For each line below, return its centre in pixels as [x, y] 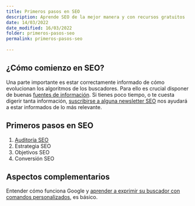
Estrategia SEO [33, 146]
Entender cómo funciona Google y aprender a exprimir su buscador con [93, 191]
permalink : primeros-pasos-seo [44, 39]
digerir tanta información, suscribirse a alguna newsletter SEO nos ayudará [97, 101]
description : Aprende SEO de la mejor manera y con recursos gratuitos [95, 17]
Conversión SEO [34, 158]
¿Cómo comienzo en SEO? [55, 68]
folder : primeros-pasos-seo [41, 33]
